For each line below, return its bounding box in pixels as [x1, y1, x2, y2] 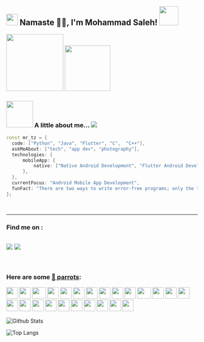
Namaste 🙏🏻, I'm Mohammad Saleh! [19, 18, 158, 28]
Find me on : [6, 223, 44, 231]
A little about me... [34, 121, 90, 129]
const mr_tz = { [6, 135, 47, 141]
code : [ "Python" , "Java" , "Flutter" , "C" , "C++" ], [12, 140, 146, 146]
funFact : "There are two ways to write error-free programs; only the [12, 185, 194, 191]
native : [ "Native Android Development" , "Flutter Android [33, 163, 183, 169]
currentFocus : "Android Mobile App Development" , [12, 180, 140, 186]
